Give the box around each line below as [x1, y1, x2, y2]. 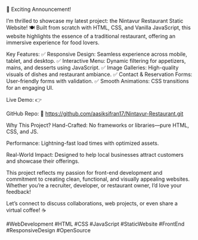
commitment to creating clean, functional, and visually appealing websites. [6, 175, 190, 183]
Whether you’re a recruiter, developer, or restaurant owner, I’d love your [6, 182, 182, 189]
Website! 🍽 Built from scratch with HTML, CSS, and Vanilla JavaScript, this [6, 24, 191, 31]
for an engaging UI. [6, 84, 54, 91]
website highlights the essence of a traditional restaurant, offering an [6, 33, 176, 40]
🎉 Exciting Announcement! [6, 6, 72, 13]
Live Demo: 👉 [6, 96, 42, 103]
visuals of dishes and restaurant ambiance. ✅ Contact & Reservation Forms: [6, 71, 193, 78]
